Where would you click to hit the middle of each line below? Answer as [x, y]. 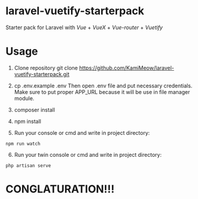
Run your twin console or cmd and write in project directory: [88, 154]
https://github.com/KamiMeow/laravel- [127, 68]
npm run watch [23, 144]
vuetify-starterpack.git [42, 74]
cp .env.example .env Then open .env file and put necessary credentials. [103, 86]
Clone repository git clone [46, 68]
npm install [28, 121]
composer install [34, 110]
